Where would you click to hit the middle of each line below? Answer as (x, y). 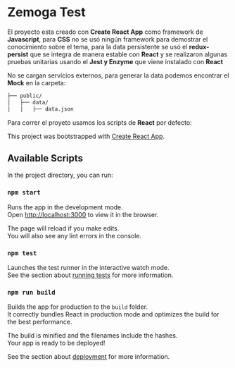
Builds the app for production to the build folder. (78, 307)
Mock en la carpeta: (37, 82)
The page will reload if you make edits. (63, 228)
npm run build (31, 292)
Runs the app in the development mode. (65, 207)
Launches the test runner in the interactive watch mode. (89, 267)
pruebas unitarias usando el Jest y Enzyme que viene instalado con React (115, 61)
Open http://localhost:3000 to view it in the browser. (83, 214)
